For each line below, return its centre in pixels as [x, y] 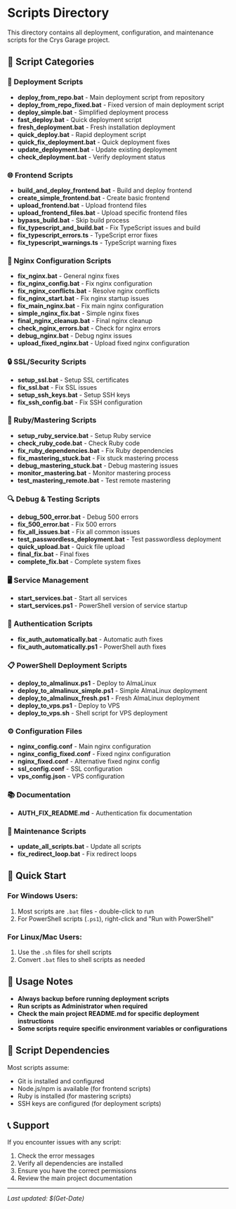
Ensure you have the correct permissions [77, 1171]
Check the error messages [56, 1156]
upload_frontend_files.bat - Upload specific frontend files [102, 213]
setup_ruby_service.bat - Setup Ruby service [84, 435]
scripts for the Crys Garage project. [59, 39]
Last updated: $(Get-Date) [46, 1198]
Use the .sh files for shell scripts [65, 952]
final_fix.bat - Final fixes [53, 554]
